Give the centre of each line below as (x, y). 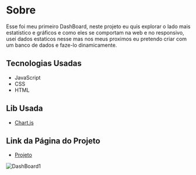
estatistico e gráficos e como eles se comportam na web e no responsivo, (95, 32)
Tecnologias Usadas (44, 64)
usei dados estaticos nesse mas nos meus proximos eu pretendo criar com (97, 39)
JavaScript (27, 77)
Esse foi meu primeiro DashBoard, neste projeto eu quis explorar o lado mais (98, 26)
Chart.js (24, 122)
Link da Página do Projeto (53, 141)
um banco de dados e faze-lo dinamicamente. (61, 45)
